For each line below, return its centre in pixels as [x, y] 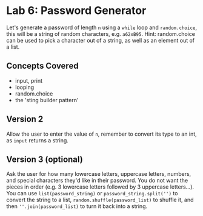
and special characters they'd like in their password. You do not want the [97, 181]
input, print [29, 80]
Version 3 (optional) [45, 159]
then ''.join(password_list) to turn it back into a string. [77, 206]
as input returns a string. [37, 140]
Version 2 [25, 119]
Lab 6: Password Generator [76, 11]
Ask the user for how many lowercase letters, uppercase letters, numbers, [99, 174]
